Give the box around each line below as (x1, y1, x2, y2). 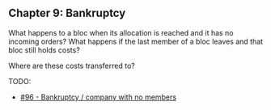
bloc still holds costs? (8, 44, 81, 55)
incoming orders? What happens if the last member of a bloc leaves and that (8, 36, 264, 46)
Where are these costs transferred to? (8, 61, 135, 70)
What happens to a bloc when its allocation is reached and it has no (8, 27, 234, 37)
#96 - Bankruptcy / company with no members (19, 92, 176, 102)
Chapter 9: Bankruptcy (8, 6, 126, 20)
